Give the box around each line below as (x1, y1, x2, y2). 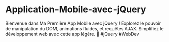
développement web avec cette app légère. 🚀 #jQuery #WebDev (5, 31, 139, 37)
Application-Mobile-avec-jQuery (5, 4, 146, 15)
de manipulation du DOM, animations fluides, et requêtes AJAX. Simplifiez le (5, 25, 164, 31)
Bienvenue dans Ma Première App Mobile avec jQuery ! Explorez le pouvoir (5, 20, 161, 26)
